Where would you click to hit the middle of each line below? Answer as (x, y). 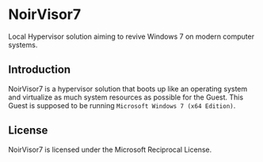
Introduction (40, 70)
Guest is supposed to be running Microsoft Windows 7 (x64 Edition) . (122, 105)
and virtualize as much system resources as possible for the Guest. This (126, 97)
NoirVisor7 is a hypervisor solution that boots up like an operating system (128, 89)
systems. (23, 44)
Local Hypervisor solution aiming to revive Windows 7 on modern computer (131, 36)
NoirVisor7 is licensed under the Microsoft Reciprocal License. (110, 149)
